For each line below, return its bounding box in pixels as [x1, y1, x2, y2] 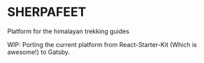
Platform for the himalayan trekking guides [7, 27, 130, 35]
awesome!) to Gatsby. [7, 48, 71, 56]
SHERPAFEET [7, 4, 87, 20]
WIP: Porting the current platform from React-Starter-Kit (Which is [7, 40, 197, 48]
